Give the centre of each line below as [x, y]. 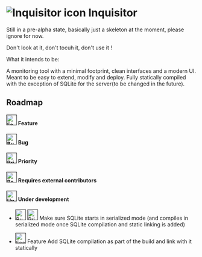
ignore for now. [25, 36]
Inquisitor [113, 13]
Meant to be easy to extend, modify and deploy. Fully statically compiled [96, 77]
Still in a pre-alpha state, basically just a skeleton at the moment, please [95, 29]
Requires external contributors [57, 180]
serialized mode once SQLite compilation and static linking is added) [100, 224]
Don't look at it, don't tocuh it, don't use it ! [59, 48]
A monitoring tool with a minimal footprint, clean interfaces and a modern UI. [101, 71]
